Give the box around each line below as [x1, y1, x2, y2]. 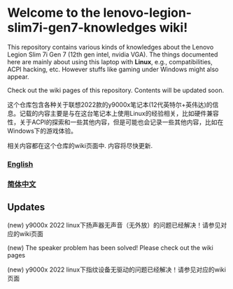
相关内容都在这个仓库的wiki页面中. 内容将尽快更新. [7, 141, 153, 149]
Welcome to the [7, 5, 101, 21]
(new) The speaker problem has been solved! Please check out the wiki [7, 243, 213, 252]
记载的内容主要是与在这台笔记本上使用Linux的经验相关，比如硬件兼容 [19, 109, 219, 117]
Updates [7, 201, 45, 214]
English [7, 159, 34, 169]
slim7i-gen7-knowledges [7, 20, 157, 36]
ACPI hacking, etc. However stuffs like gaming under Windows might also [7, 65, 219, 73]
